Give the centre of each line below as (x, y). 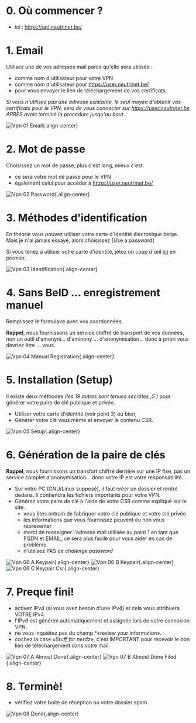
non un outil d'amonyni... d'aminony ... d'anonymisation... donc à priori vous (97, 339)
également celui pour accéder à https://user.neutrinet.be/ (84, 183)
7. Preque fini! (40, 592)
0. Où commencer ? (55, 11)
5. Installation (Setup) (59, 380)
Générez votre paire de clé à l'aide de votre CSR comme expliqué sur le (101, 501)
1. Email (25, 51)
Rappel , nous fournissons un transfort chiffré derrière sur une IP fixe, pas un (98, 471)
